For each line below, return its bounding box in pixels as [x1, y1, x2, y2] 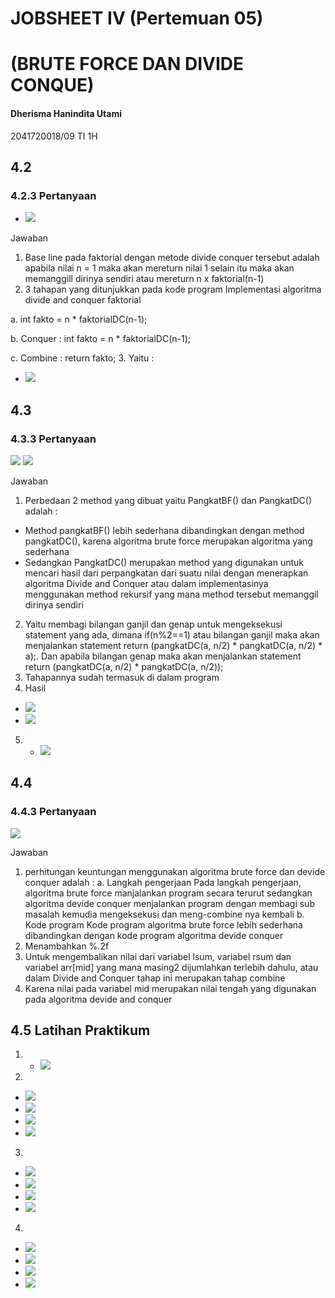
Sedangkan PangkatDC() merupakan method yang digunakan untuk [24, 556, 305, 568]
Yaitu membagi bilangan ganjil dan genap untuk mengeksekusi [24, 618, 283, 630]
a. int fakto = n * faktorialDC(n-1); [10, 313, 148, 326]
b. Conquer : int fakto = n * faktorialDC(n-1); [10, 333, 192, 345]
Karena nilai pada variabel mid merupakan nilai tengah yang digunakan [24, 982, 317, 994]
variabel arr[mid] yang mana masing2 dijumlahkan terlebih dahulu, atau [24, 961, 319, 973]
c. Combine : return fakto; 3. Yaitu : [10, 352, 155, 364]
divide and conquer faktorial [24, 294, 142, 306]
